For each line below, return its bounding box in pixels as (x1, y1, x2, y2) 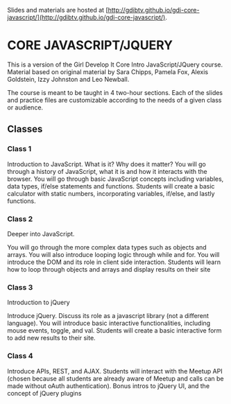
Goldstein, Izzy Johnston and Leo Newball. (7, 75, 130, 83)
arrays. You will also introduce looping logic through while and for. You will (7, 250, 220, 258)
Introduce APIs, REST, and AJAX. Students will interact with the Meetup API (7, 367, 223, 375)
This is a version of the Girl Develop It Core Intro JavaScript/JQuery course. (7, 60, 223, 69)
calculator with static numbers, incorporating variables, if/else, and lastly (7, 189, 215, 197)
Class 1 (7, 144, 32, 154)
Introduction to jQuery (7, 298, 71, 307)
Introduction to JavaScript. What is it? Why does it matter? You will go (7, 159, 206, 168)
